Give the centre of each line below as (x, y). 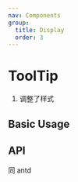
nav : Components (34, 15)
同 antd (20, 170)
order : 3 (29, 37)
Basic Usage (39, 124)
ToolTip (33, 76)
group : (19, 23)
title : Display (40, 30)
